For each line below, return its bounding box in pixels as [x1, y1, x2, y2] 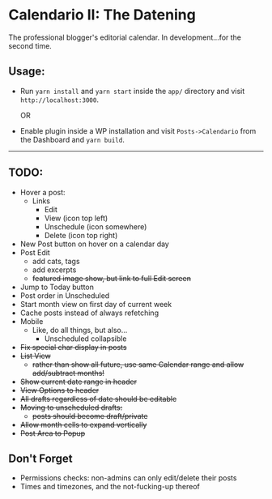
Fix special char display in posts [19, 342, 127, 352]
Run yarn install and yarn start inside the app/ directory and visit [19, 86, 245, 96]
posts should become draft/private [32, 411, 148, 420]
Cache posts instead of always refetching [19, 308, 159, 318]
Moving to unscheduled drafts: [19, 403, 123, 412]
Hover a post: [19, 187, 66, 197]
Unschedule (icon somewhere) [44, 221, 147, 232]
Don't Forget [8, 451, 73, 465]
